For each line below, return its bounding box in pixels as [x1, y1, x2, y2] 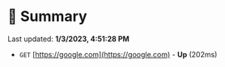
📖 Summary [7, 7, 87, 26]
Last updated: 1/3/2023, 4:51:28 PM [7, 34, 130, 44]
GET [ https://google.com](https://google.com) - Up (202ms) [19, 49, 218, 59]
